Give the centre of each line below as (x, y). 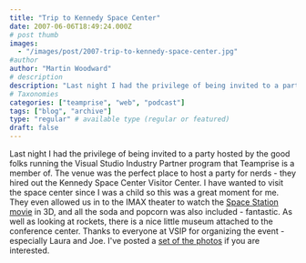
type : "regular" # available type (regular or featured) (120, 119)
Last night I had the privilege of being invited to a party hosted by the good (150, 154)
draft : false (34, 128)
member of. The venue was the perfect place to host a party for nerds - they (153, 173)
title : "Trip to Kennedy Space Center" (85, 18)
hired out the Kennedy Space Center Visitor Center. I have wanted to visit (147, 182)
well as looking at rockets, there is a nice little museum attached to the (141, 221)
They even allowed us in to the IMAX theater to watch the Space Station (144, 202)
